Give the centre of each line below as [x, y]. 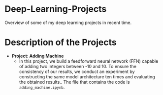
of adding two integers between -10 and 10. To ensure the [78, 66]
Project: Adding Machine [38, 56]
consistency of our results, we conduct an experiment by [77, 71]
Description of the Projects [61, 42]
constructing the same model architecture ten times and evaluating [87, 76]
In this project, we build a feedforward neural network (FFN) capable [89, 61]
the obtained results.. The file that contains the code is [74, 82]
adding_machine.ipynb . [42, 87]
